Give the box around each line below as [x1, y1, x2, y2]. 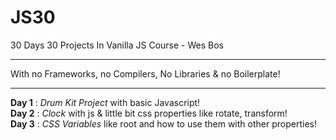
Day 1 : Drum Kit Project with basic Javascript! [10, 96, 201, 108]
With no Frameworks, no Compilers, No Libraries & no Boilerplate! [10, 67, 281, 80]
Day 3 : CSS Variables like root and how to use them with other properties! [10, 117, 317, 130]
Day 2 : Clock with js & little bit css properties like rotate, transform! [10, 107, 288, 119]
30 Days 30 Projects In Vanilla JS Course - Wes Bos [10, 39, 224, 51]
